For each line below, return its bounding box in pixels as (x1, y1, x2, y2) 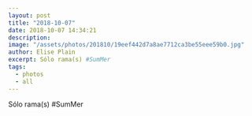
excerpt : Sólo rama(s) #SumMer (8, 56, 111, 64)
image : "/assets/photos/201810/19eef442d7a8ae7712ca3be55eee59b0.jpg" (8, 41, 245, 49)
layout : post (8, 11, 51, 20)
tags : (8, 63, 26, 71)
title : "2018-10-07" (8, 19, 76, 27)
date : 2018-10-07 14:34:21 (8, 26, 97, 34)
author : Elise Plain (8, 48, 76, 56)
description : (8, 33, 51, 42)
